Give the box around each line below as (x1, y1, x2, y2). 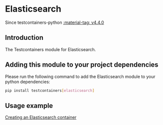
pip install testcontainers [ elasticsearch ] (5, 88, 95, 93)
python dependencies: (5, 79, 50, 85)
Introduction (5, 34, 44, 42)
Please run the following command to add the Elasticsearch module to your (5, 73, 156, 79)
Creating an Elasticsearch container (5, 114, 77, 120)
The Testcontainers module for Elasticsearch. (5, 46, 96, 52)
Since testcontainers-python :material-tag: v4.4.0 (5, 19, 104, 25)
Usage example (5, 101, 54, 110)
